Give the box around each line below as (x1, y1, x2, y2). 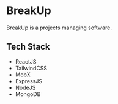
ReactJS (15, 58, 37, 65)
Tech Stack (6, 42, 50, 52)
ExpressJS (15, 77, 43, 84)
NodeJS (15, 84, 36, 91)
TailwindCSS (15, 64, 48, 72)
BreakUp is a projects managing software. (6, 24, 112, 31)
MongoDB (15, 90, 41, 98)
